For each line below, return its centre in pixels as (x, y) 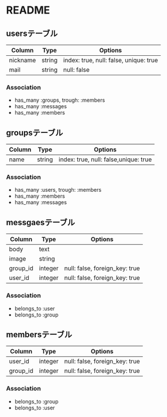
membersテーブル (39, 334)
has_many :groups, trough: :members (60, 100)
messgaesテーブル (40, 222)
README (28, 10)
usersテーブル (32, 33)
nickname (23, 60)
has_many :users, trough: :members (58, 190)
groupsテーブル (35, 133)
